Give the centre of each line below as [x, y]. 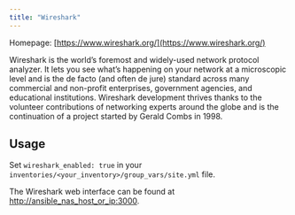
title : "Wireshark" [45, 17]
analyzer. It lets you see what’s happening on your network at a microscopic [148, 69]
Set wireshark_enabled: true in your [76, 165]
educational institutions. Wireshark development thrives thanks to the [136, 97]
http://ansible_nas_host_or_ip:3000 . [74, 201]
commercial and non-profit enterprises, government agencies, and [131, 88]
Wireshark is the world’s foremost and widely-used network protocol [134, 59]
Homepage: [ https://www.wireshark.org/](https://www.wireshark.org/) [137, 42]
